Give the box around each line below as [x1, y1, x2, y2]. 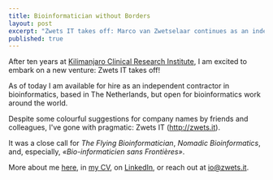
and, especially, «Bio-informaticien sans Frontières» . [8, 147, 185, 156]
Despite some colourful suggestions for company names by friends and [8, 114, 249, 124]
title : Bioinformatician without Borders [8, 11, 151, 20]
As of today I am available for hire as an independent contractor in [8, 81, 230, 91]
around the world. [8, 98, 68, 108]
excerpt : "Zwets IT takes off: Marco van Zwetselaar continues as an [8, 27, 249, 35]
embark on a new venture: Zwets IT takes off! [8, 66, 161, 75]
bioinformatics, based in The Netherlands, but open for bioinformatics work [8, 90, 262, 100]
